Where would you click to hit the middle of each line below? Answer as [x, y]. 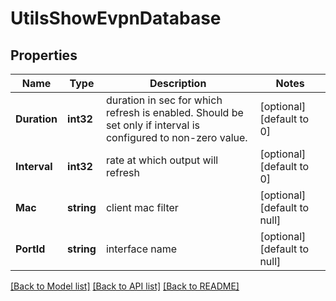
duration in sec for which [164, 100]
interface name [141, 249]
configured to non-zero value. [176, 137]
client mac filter [142, 207]
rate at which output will [162, 160]
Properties [44, 55]
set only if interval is [152, 125]
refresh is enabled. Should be [174, 112]
